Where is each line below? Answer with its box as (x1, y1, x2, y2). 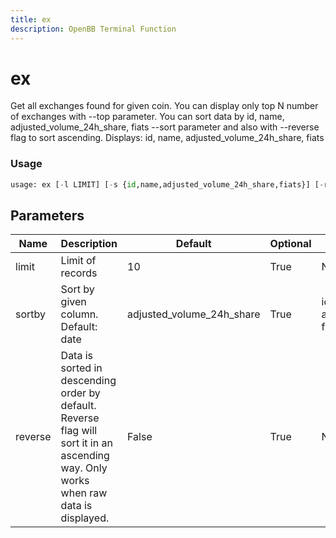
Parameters (10, 207, 85, 224)
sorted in (60, 361, 103, 375)
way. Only (60, 461, 108, 475)
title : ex (10, 14, 52, 25)
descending (60, 374, 117, 388)
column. (60, 307, 99, 321)
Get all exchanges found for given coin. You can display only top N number (10, 100, 319, 112)
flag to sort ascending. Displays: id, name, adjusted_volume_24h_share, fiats (10, 132, 325, 144)
